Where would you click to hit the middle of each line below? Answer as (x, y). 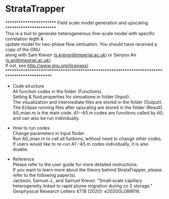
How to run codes (31, 128)
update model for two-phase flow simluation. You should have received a (81, 44)
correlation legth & (24, 39)
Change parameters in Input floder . (50, 133)
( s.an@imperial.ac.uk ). (29, 60)
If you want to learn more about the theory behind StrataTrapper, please (87, 170)
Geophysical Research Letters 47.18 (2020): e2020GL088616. (76, 191)
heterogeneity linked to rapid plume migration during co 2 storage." (82, 186)
